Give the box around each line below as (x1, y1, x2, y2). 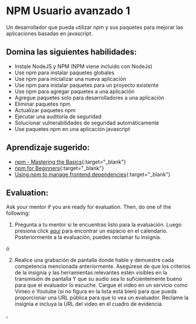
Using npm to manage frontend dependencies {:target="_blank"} (14, 171, 171, 178)
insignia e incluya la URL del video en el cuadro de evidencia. (14, 300, 164, 307)
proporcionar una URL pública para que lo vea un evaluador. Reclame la (14, 294, 189, 302)
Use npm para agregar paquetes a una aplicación (14, 87, 135, 95)
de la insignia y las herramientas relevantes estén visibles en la (14, 269, 168, 276)
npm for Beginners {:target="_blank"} (14, 164, 104, 172)
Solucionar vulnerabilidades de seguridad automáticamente (14, 119, 160, 126)
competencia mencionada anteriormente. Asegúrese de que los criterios (14, 263, 191, 270)
